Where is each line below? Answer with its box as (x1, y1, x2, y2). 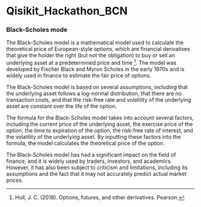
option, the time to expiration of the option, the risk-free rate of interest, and (6, 127, 193, 134)
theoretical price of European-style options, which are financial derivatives (6, 45, 190, 53)
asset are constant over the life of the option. (6, 103, 117, 110)
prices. (6, 176, 23, 184)
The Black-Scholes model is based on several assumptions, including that (6, 84, 188, 91)
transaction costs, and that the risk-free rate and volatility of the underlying (6, 96, 191, 103)
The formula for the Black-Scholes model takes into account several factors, (6, 114, 194, 121)
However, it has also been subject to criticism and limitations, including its (6, 164, 188, 171)
